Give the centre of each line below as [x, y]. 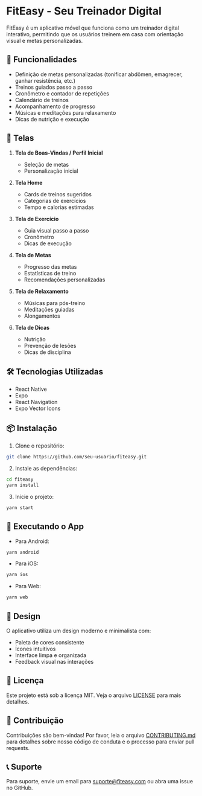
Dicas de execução [48, 243]
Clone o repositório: [39, 446]
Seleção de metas [46, 164]
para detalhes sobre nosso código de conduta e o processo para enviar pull [100, 742]
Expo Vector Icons [38, 408]
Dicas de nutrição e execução [52, 119]
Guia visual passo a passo [56, 230]
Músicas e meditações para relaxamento [65, 112]
